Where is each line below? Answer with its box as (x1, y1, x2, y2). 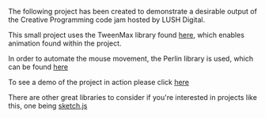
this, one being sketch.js (8, 101, 88, 110)
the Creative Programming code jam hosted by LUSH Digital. (8, 15, 206, 24)
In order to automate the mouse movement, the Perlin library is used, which (8, 54, 254, 63)
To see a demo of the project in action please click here (8, 78, 190, 87)
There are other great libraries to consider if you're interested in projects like (8, 93, 257, 101)
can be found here (8, 62, 69, 72)
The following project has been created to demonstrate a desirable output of (8, 7, 257, 16)
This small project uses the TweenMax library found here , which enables (8, 31, 245, 39)
